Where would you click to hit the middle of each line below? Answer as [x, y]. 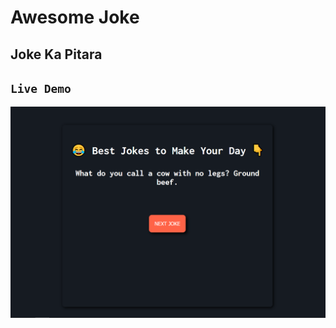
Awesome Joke [75, 17]
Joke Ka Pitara [56, 54]
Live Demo [41, 88]
